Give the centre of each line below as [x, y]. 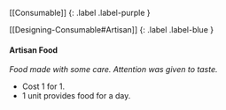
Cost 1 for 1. [43, 86]
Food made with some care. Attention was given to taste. [113, 70]
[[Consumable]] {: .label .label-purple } [80, 13]
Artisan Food [34, 50]
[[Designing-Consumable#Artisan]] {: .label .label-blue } [112, 29]
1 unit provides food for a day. [76, 96]
